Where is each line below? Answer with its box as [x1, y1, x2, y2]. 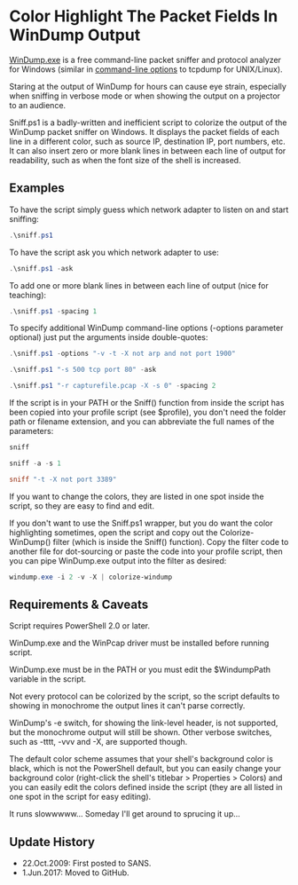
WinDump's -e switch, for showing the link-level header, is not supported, [9, 717, 278, 729]
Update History [9, 834, 96, 849]
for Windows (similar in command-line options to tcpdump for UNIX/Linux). [9, 64, 283, 75]
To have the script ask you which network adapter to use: [9, 247, 219, 257]
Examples [9, 180, 65, 196]
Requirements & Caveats [9, 597, 149, 612]
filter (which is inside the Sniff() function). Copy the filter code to [52, 536, 289, 547]
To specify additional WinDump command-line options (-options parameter [9, 322, 284, 334]
